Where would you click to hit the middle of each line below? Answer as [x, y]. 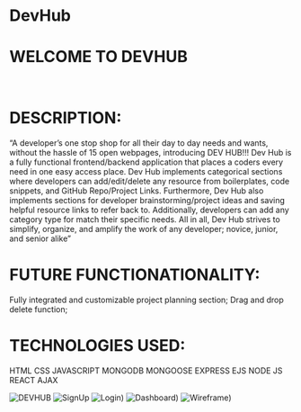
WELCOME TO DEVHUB [99, 57]
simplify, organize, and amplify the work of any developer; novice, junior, [144, 229]
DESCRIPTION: [66, 118]
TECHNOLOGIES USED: [97, 346]
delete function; [39, 309]
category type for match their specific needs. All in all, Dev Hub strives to [145, 219]
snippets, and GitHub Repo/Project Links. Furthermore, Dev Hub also [137, 191]
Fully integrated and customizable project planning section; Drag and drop [147, 300]
